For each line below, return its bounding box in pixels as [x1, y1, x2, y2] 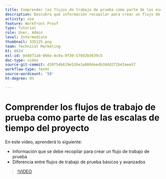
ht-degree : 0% [5, 76, 35, 81]
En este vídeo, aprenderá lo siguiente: [5, 139, 83, 144]
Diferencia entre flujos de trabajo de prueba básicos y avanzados [12, 159, 146, 165]
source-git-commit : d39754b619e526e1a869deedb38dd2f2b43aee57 [5, 62, 136, 67]
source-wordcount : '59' [5, 72, 54, 76]
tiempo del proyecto [5, 122, 89, 134]
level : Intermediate [5, 35, 48, 40]
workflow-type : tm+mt [5, 67, 50, 72]
